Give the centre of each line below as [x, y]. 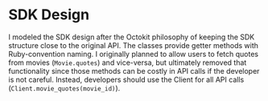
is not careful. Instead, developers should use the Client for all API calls [126, 79]
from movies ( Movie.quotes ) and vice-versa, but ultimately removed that [128, 63]
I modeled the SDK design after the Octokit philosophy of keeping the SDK [132, 37]
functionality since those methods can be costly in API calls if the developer [134, 71]
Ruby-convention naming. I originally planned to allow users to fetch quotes [134, 54]
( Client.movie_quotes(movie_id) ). [64, 88]
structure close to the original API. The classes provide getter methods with [134, 45]
